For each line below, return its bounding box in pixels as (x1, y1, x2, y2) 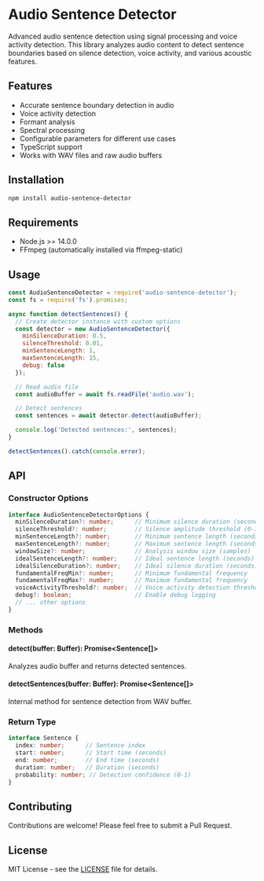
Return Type (8, 717, 57, 727)
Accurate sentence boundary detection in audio (19, 100, 174, 109)
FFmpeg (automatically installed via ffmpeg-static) (19, 245, 183, 255)
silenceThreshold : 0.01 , (22, 340, 104, 348)
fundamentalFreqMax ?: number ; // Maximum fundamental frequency (15, 577, 247, 584)
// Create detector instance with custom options (15, 317, 181, 326)
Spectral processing (19, 125, 85, 135)
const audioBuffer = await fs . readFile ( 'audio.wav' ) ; (15, 390, 195, 398)
